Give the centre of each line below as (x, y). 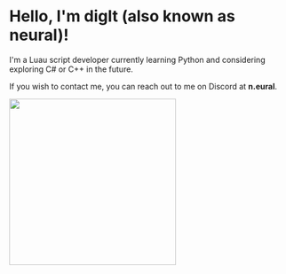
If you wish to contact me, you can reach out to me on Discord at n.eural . (143, 86)
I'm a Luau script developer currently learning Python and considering (137, 59)
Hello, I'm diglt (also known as (122, 16)
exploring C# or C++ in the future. (71, 69)
